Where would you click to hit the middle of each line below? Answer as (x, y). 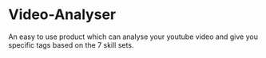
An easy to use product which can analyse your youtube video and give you (133, 37)
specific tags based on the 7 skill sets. (71, 44)
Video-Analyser (62, 15)
